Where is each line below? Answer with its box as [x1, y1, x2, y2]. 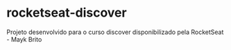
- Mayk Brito [6, 35, 42, 43]
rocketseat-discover [6, 5, 127, 21]
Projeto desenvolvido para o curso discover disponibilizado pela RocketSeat [6, 28, 224, 36]
